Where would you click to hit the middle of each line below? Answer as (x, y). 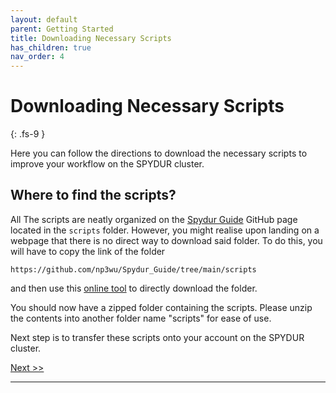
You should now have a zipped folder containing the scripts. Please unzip (161, 307)
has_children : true (51, 47)
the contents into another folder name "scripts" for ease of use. (141, 318)
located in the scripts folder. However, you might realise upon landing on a (165, 230)
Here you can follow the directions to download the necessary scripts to (159, 153)
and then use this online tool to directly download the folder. (134, 288)
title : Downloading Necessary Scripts (91, 38)
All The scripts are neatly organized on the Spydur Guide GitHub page (154, 219)
